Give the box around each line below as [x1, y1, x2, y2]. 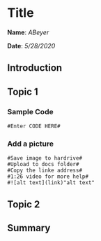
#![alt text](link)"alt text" [7, 179, 95, 186]
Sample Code [7, 106, 54, 116]
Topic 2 [7, 198, 40, 210]
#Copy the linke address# [7, 167, 82, 174]
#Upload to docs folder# [7, 161, 79, 168]
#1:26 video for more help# [7, 173, 89, 180]
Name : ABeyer [7, 28, 49, 36]
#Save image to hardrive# [7, 155, 82, 162]
